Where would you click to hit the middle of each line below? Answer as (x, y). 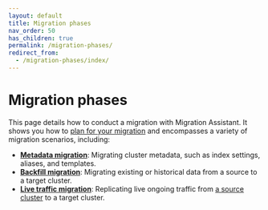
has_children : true (41, 38)
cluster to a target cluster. (63, 197)
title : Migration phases (50, 23)
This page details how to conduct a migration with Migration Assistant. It (128, 122)
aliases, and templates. (58, 163)
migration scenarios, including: (59, 139)
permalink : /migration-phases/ (61, 46)
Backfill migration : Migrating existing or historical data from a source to (138, 172)
